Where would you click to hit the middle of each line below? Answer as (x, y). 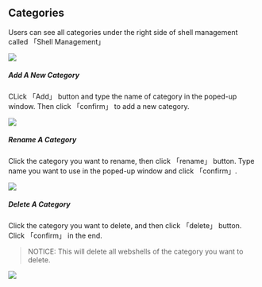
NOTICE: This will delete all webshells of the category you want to (135, 251)
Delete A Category (40, 204)
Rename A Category (42, 140)
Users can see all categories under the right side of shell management (123, 32)
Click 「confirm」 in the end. (56, 235)
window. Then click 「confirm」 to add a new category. (99, 106)
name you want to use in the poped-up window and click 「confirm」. (123, 171)
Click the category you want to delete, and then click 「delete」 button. (125, 225)
